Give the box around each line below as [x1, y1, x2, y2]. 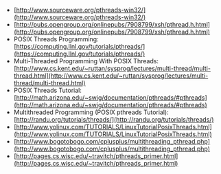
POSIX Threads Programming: [13, 35, 99, 43]
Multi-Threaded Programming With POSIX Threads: [13, 57, 159, 65]
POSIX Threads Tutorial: [13, 86, 82, 94]
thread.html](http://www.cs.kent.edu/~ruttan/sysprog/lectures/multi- [13, 72, 209, 80]
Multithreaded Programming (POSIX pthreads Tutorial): [13, 108, 170, 116]
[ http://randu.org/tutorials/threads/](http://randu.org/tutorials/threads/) [13, 116, 214, 123]
